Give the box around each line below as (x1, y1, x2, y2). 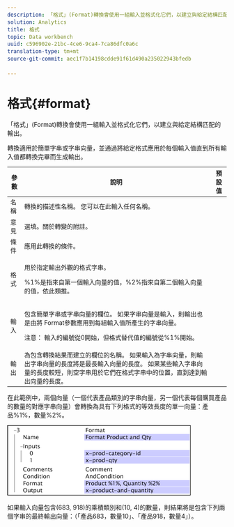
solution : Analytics (7, 18, 68, 26)
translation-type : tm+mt (7, 48, 79, 55)
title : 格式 (7, 26, 40, 33)
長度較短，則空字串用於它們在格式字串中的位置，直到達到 (36, 368, 202, 376)
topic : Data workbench (7, 33, 73, 40)
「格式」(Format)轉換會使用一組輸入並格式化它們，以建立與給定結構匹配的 (7, 120, 221, 128)
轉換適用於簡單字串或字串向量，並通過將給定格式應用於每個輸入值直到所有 (7, 144, 221, 152)
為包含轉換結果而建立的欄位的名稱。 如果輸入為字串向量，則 (24, 351, 197, 359)
